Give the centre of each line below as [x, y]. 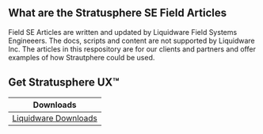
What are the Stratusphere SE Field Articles [118, 13]
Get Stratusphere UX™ [64, 82]
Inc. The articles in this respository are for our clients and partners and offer [132, 49]
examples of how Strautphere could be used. [82, 57]
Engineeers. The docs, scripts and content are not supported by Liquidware [131, 40]
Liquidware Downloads [55, 118]
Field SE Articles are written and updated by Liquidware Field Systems [123, 32]
